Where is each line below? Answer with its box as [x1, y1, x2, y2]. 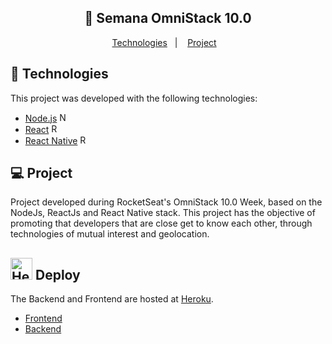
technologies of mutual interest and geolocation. [10, 228, 210, 240]
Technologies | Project [111, 36, 217, 48]
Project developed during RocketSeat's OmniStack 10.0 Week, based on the [10, 196, 323, 208]
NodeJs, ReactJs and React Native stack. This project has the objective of [10, 207, 316, 219]
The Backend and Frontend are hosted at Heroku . [10, 293, 214, 305]
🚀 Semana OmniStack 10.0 [84, 10, 252, 27]
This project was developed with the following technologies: [10, 92, 258, 104]
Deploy [34, 266, 81, 283]
